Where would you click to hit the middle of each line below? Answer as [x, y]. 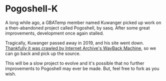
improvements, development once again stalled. [54, 33]
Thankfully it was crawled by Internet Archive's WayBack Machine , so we [81, 48]
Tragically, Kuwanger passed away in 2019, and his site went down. [74, 42]
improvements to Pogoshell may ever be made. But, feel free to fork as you [82, 68]
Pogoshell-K [32, 9]
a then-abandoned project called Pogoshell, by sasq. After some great [77, 27]
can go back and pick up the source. [43, 53]
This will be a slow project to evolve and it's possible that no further [75, 63]
